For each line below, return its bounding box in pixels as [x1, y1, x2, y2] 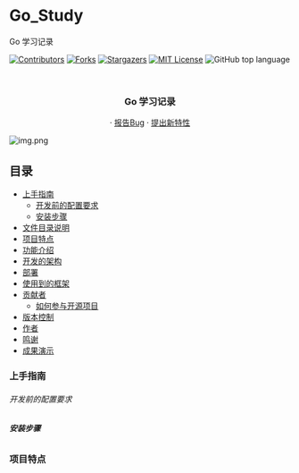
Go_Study [9, 5, 84, 26]
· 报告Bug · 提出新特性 [110, 117, 190, 128]
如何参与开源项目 [35, 300, 99, 311]
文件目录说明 [21, 223, 70, 233]
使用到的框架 [21, 278, 70, 289]
